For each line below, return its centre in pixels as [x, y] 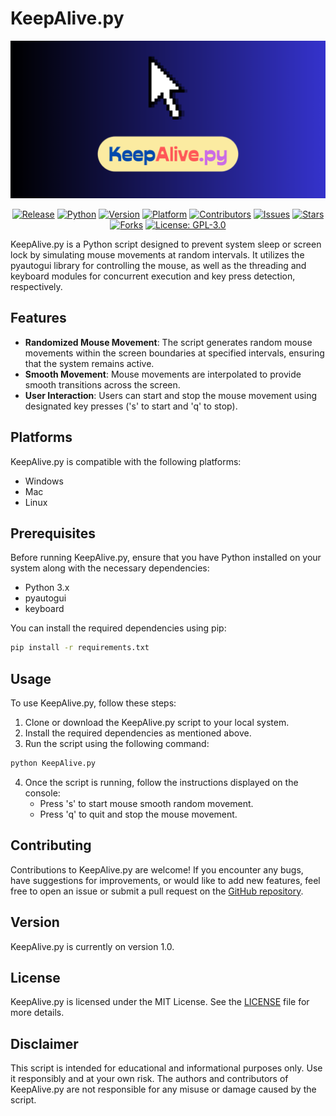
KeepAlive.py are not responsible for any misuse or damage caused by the [163, 1089]
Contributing [51, 845]
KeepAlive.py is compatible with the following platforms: [126, 461]
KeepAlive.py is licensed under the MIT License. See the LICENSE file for [160, 1002]
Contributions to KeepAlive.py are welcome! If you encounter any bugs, [157, 869]
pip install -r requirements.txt [80, 648]
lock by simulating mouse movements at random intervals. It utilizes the [157, 254]
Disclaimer [44, 1043]
